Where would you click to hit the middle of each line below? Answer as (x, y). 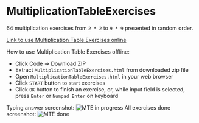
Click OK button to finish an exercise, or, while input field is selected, (100, 89)
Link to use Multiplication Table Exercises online (66, 40)
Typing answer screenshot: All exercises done (89, 107)
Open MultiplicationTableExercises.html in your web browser (94, 76)
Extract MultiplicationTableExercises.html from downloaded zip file (102, 70)
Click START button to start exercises (60, 83)
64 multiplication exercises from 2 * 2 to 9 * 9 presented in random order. (100, 28)
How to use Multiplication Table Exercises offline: (68, 51)
